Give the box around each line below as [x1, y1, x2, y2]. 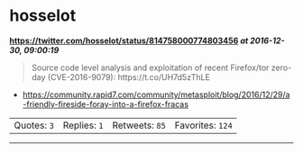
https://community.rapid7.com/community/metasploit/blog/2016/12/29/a [22, 89, 290, 100]
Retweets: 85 [112, 119, 167, 131]
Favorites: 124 [174, 119, 233, 131]
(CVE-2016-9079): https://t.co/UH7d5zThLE [47, 71, 210, 82]
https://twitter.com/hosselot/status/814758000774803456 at [9, 35, 249, 46]
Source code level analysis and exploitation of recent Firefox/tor [31, 62, 270, 73]
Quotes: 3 [14, 119, 54, 131]
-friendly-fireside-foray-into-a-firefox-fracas [22, 98, 189, 109]
